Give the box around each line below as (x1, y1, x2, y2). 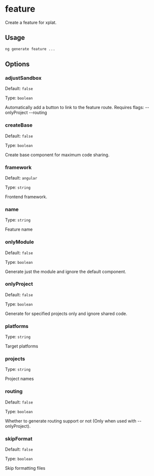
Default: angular (5, 175, 37, 181)
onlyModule (5, 238, 34, 245)
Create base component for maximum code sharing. (5, 152, 110, 158)
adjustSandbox (5, 74, 42, 81)
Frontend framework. (5, 194, 48, 200)
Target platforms (5, 343, 38, 349)
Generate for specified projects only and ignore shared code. (5, 311, 127, 316)
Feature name (5, 226, 33, 232)
